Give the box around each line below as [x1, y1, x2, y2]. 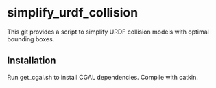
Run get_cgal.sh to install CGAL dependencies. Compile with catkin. [7, 73, 199, 81]
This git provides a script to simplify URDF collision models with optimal [7, 27, 209, 36]
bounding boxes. [7, 34, 55, 43]
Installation [7, 55, 56, 67]
